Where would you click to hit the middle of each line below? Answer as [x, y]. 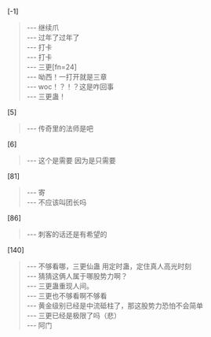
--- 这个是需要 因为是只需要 [71, 160]
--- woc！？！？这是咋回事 [70, 87]
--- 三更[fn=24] [52, 67]
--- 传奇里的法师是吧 [60, 128]
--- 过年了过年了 [53, 37]
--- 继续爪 [43, 28]
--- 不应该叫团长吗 [56, 202]
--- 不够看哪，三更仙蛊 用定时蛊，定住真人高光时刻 [109, 266]
